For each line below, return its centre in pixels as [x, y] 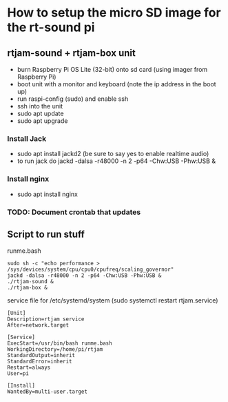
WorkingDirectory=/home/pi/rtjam [55, 350]
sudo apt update [40, 113]
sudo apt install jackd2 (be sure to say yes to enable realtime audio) [113, 154]
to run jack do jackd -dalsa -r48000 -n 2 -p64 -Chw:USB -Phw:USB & [116, 161]
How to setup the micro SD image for [114, 13]
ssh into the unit [40, 106]
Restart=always [29, 367]
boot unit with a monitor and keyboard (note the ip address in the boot [116, 84]
